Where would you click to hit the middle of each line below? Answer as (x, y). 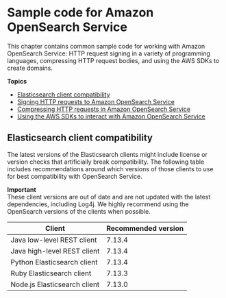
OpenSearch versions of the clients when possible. (79, 211)
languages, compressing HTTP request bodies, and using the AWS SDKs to (113, 60)
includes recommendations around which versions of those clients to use (110, 169)
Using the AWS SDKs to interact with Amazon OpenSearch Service (111, 116)
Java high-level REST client (55, 251)
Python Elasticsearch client (54, 262)
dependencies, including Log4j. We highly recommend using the (98, 204)
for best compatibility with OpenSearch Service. (75, 176)
